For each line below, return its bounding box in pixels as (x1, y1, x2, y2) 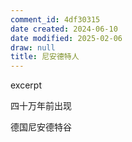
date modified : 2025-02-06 (10, 33, 123, 43)
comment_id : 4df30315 (10, 14, 101, 25)
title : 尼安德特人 (10, 52, 80, 62)
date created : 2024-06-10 (10, 24, 118, 34)
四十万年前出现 (10, 100, 72, 112)
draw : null (10, 42, 56, 53)
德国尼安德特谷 (10, 121, 72, 133)
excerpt (10, 79, 42, 91)
